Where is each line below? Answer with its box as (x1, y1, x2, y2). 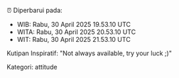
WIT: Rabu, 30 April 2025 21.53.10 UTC (16, 35, 131, 43)
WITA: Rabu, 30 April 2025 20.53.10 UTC (16, 28, 136, 36)
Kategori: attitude (6, 63, 58, 71)
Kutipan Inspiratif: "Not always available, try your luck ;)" (6, 49, 172, 57)
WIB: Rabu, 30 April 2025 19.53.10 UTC (16, 21, 131, 28)
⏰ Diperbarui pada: (6, 6, 63, 14)
